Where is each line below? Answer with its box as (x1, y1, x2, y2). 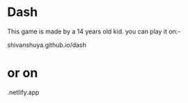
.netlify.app (7, 88, 40, 96)
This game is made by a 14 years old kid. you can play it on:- (7, 27, 181, 35)
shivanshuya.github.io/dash (7, 40, 87, 49)
